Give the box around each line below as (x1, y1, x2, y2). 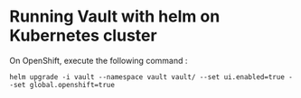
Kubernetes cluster (9, 25, 157, 46)
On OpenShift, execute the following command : (9, 55, 188, 66)
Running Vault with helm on (9, 6, 221, 27)
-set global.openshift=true (9, 80, 116, 89)
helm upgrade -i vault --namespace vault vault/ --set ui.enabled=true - (9, 72, 294, 82)
